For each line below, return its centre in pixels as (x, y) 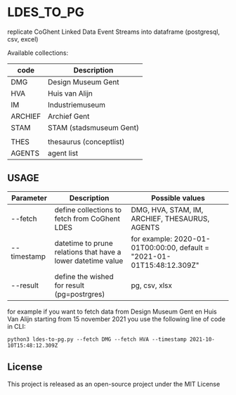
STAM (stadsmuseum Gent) (93, 127)
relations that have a (88, 252)
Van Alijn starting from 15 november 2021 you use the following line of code (117, 319)
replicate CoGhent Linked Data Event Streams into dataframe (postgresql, (113, 32)
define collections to (88, 209)
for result (70, 285)
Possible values (178, 197)
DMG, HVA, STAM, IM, (167, 209)
